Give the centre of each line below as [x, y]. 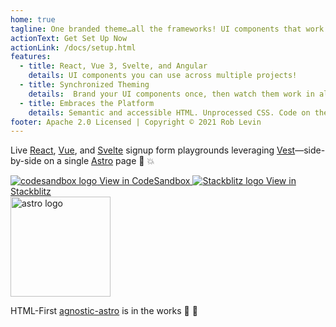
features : [31, 57]
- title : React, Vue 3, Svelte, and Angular [113, 66]
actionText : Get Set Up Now [69, 38]
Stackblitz [31, 192]
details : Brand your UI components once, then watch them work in [171, 94]
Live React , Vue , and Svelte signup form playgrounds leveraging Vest [153, 150]
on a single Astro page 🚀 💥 [99, 161]
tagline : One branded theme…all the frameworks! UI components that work [167, 29]
